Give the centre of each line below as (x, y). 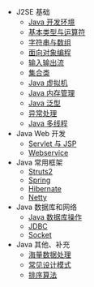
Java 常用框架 (39, 162)
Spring (39, 180)
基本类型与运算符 (57, 32)
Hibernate (45, 188)
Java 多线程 (48, 123)
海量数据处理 (49, 255)
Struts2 (41, 171)
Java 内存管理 (51, 93)
